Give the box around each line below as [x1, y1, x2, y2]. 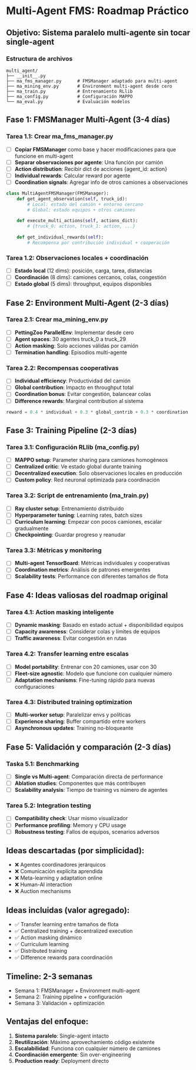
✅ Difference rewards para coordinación [14, 954, 113, 961]
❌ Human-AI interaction [14, 881, 72, 888]
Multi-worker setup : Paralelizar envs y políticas [14, 711, 131, 718]
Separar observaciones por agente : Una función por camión [14, 158, 164, 166]
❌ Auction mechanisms [14, 888, 72, 895]
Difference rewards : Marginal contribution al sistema [14, 397, 144, 404]
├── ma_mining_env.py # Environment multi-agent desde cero [6, 83, 172, 89]
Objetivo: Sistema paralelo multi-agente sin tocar [6, 28, 191, 38]
